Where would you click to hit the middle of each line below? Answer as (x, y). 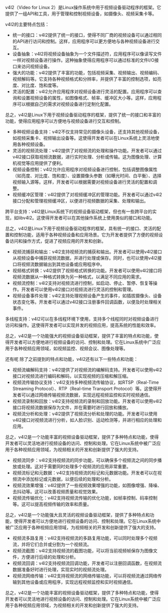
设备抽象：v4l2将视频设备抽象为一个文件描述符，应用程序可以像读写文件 (87, 54)
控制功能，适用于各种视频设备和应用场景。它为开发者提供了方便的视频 (86, 235)
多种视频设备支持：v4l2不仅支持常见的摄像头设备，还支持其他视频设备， (87, 132)
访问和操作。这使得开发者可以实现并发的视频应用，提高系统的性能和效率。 (82, 325)
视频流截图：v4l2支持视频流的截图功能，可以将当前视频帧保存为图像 (83, 551)
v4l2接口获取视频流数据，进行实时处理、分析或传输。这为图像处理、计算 (87, 157)
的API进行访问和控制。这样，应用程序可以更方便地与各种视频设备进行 (84, 41)
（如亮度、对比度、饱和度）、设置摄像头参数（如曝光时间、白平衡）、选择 (87, 176)
